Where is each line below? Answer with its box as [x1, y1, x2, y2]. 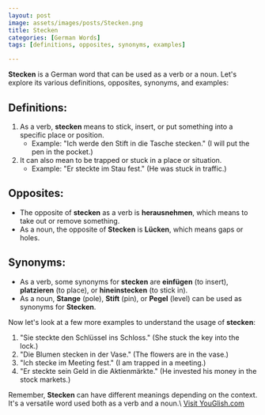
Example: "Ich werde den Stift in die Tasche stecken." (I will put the [31, 138, 250, 148]
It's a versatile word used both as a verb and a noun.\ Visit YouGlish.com [8, 398, 245, 408]
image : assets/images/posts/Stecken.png [8, 19, 144, 27]
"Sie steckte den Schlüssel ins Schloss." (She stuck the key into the [19, 333, 240, 342]
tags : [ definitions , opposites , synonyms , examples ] [8, 41, 186, 49]
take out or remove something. [19, 216, 120, 225]
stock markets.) [19, 375, 71, 384]
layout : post [8, 11, 51, 20]
